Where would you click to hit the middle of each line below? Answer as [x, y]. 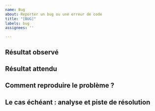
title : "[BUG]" [21, 19]
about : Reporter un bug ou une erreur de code [54, 14]
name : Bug [15, 10]
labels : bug [17, 23]
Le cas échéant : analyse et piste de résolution [78, 102]
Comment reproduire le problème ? [60, 86]
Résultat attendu [31, 69]
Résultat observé [32, 52]
